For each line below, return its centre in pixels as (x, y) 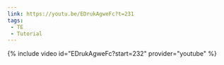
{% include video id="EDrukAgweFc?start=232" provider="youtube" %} (112, 54)
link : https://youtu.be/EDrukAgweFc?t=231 (71, 14)
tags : (15, 20)
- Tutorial (26, 34)
